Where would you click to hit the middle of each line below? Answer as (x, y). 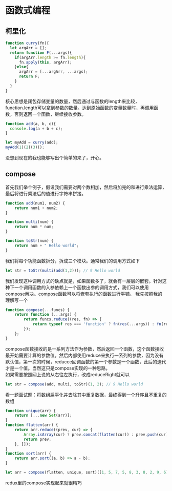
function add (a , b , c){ (31, 124)
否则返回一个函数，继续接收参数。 (50, 114)
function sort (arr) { (28, 454)
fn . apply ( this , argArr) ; (45, 62)
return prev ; (38, 439)
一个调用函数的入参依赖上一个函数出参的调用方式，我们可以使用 (81, 287)
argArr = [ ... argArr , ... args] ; (53, 72)
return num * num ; (34, 227)
